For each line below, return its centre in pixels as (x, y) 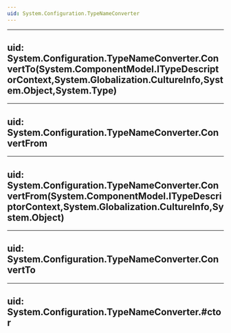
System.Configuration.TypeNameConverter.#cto (114, 312)
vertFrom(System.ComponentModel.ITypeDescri (114, 196)
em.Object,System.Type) (62, 91)
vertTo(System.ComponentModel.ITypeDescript (113, 69)
